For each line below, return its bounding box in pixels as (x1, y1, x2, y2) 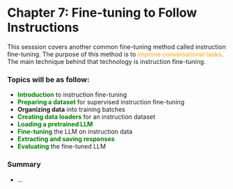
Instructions (7, 19, 79, 35)
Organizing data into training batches (17, 106, 126, 114)
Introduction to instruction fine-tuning (17, 90, 127, 99)
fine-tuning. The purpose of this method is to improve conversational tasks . (7, 50, 224, 58)
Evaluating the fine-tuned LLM (17, 142, 106, 151)
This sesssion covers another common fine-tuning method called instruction (7, 42, 226, 51)
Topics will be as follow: (7, 74, 90, 84)
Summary (7, 160, 42, 170)
